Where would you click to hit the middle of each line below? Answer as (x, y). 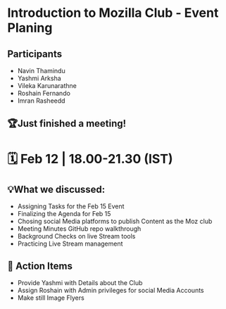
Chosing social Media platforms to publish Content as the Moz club (115, 221)
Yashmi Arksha (39, 78)
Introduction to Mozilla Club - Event (113, 13)
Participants (34, 54)
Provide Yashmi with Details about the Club (80, 283)
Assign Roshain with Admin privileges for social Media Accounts (111, 291)
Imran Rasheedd (41, 101)
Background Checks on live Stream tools (76, 237)
